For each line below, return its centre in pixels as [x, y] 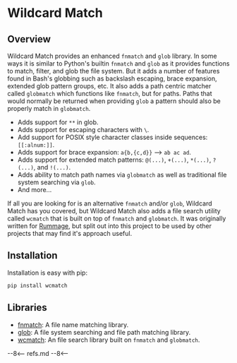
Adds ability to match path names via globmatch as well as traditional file [122, 175]
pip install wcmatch [38, 285]
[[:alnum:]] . [36, 145]
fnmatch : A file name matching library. [73, 325]
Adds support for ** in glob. [58, 122]
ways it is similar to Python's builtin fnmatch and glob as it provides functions [119, 64]
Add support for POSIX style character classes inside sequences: [113, 137]
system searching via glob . [57, 182]
